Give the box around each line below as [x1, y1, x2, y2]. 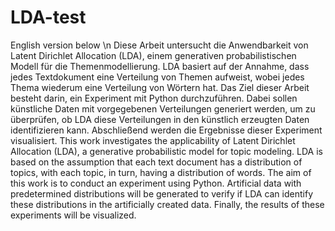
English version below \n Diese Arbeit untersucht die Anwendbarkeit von [10, 39, 309, 51]
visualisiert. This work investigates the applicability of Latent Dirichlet [10, 134, 296, 146]
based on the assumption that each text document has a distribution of [10, 156, 303, 168]
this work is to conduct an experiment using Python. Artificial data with [10, 177, 302, 189]
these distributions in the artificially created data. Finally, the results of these [10, 198, 325, 210]
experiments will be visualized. [10, 209, 137, 221]
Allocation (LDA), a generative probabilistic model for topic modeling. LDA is [10, 145, 323, 157]
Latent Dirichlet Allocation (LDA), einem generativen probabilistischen [10, 49, 297, 61]
